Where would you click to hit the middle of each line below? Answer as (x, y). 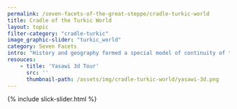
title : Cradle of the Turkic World (60, 20)
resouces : (22, 60)
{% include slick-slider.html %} (52, 99)
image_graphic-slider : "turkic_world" (64, 40)
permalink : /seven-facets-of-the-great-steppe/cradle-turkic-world (109, 14)
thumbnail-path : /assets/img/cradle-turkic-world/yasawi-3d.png (122, 79)
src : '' (37, 72)
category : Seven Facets (42, 46)
